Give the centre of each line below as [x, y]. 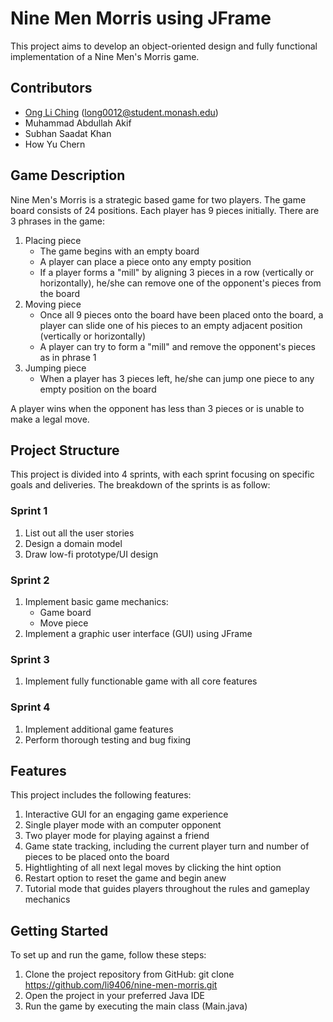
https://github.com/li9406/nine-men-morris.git [121, 985]
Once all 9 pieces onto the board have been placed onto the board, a [181, 314]
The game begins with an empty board [119, 251]
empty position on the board [98, 389]
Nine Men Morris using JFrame [141, 18]
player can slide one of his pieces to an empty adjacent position [171, 325]
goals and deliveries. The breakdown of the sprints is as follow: [140, 485]
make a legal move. [50, 419]
